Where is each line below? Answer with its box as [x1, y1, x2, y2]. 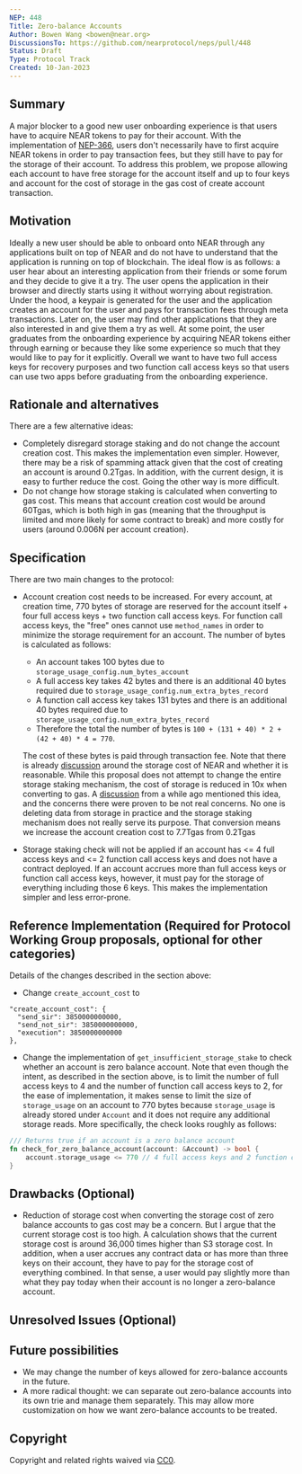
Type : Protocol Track [9, 55, 91, 64]
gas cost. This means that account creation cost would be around [22, 495, 266, 506]
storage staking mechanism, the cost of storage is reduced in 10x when [22, 779, 288, 790]
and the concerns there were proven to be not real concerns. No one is [22, 798, 286, 809]
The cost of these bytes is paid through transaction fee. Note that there [22, 750, 287, 761]
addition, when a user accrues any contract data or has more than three [22, 1248, 289, 1259]
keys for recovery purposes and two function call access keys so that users [9, 361, 290, 372]
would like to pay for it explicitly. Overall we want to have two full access [9, 351, 278, 362]
